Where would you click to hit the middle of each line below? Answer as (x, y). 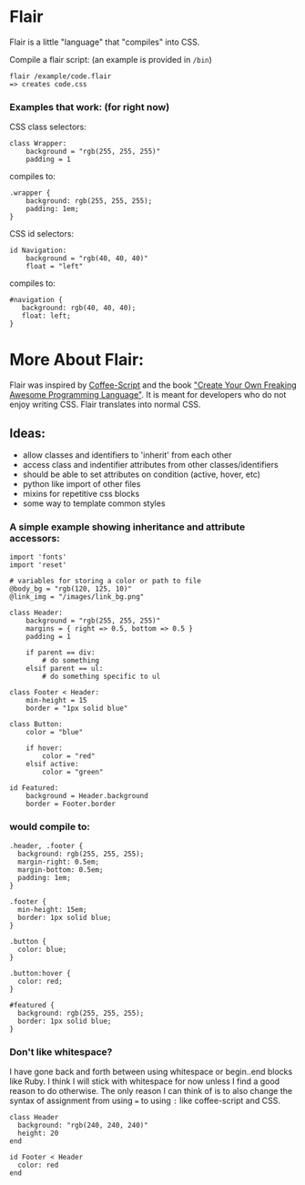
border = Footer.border (71, 804)
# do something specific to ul (102, 677)
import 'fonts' (38, 557)
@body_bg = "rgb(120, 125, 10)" (71, 589)
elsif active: (52, 765)
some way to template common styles (94, 503)
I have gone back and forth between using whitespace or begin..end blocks (151, 1071)
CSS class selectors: (48, 127)
